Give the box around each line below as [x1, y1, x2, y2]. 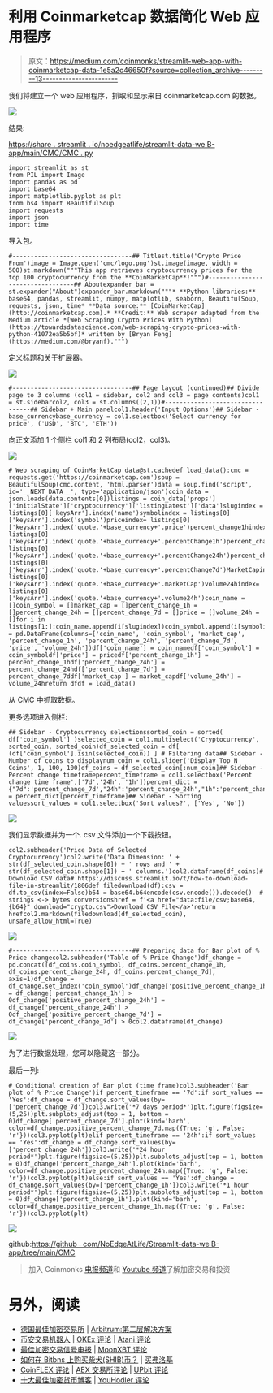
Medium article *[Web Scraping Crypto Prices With [8, 316, 184, 324]
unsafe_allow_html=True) [8, 917, 93, 925]
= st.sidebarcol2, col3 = [8, 398, 96, 406]
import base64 [8, 184, 57, 193]
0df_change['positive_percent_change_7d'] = [8, 1010, 162, 1019]
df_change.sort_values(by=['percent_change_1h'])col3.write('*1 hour [8, 1181, 249, 1189]
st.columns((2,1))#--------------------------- [98, 398, 264, 406]
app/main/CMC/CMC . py [8, 148, 93, 158]
